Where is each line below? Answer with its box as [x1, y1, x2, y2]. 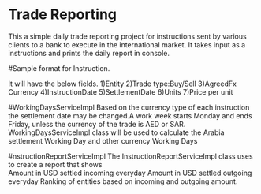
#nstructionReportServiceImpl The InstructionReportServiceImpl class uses [8, 151, 254, 161]
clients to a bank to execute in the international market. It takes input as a [8, 39, 246, 49]
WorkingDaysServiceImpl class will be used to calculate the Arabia [8, 128, 225, 137]
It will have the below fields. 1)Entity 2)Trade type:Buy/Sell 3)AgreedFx [8, 79, 237, 88]
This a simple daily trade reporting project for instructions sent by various [8, 32, 247, 41]
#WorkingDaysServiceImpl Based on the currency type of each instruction [8, 103, 250, 112]
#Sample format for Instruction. [8, 63, 110, 73]
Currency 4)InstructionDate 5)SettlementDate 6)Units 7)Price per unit [8, 87, 233, 96]
